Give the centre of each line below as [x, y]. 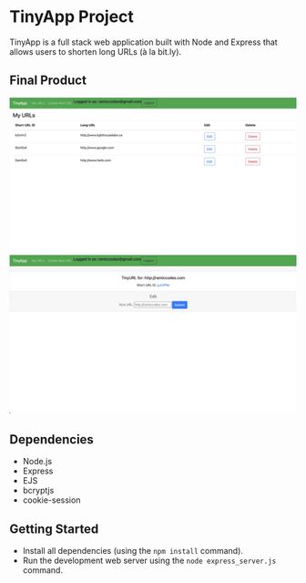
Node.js [37, 462]
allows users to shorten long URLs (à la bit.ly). [96, 51]
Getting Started [54, 529]
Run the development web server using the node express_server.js [149, 561]
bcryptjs [38, 491]
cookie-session [51, 500]
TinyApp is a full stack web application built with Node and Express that [143, 42]
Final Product [48, 81]
